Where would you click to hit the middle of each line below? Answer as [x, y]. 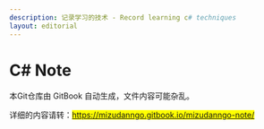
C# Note [40, 70]
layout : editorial [43, 26]
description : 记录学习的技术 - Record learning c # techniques [123, 17]
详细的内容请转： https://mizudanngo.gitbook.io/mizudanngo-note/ [132, 115]
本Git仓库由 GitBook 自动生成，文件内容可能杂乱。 [102, 96]
